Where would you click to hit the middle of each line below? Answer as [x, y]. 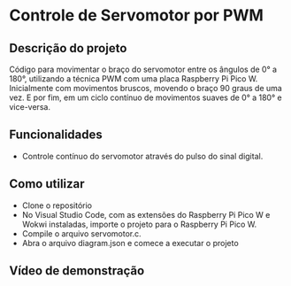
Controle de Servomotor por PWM [136, 15]
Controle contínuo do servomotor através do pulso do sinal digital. [142, 156]
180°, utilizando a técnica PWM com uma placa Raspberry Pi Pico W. [134, 79]
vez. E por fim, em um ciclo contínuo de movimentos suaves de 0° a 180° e [145, 97]
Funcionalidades [56, 135]
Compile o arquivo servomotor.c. [81, 233]
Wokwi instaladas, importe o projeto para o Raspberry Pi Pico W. [139, 224]
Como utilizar [47, 184]
